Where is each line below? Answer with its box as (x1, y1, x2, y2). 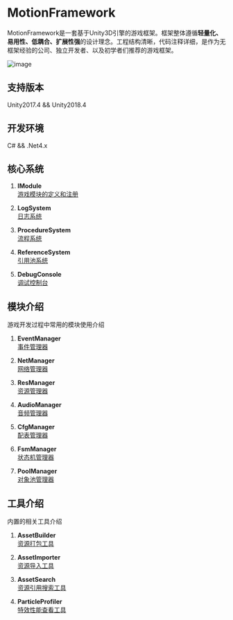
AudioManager (17, 401, 62, 409)
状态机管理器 (17, 453, 54, 462)
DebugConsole (17, 270, 62, 279)
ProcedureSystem (17, 226, 71, 234)
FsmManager (17, 445, 57, 454)
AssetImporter (17, 553, 61, 561)
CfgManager (17, 423, 55, 431)
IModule (17, 182, 42, 190)
